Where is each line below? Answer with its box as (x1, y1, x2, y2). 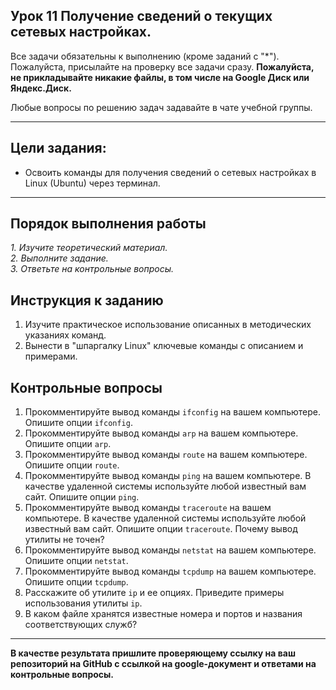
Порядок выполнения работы (10, 215, 207, 233)
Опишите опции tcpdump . (24, 576, 129, 588)
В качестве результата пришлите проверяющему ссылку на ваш (10, 647, 296, 659)
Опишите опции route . (24, 459, 120, 471)
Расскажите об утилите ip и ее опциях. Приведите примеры (24, 587, 285, 599)
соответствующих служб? (24, 619, 138, 631)
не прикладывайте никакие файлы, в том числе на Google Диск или (10, 71, 310, 83)
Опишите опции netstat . (24, 555, 129, 567)
